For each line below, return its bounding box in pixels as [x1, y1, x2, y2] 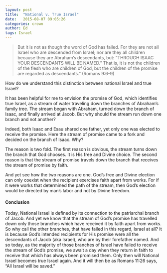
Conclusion [5, 199, 30, 205]
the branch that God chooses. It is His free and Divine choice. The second [5, 151, 157, 157]
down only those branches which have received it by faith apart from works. [5, 221, 162, 227]
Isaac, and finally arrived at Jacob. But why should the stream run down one [5, 111, 162, 117]
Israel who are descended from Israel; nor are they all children [17, 49, 146, 55]
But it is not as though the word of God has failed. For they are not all [17, 44, 159, 50]
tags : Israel [5, 30, 32, 35]
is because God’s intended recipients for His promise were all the [5, 231, 139, 237]
